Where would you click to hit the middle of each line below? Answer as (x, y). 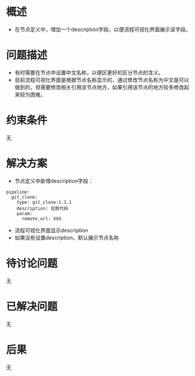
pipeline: (18, 192)
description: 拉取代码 (42, 208)
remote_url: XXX (41, 218)
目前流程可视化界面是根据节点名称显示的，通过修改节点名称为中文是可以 (102, 80)
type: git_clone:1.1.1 (44, 202)
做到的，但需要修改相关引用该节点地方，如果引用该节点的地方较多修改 (99, 87)
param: (25, 213)
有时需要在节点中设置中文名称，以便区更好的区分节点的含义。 (89, 72)
